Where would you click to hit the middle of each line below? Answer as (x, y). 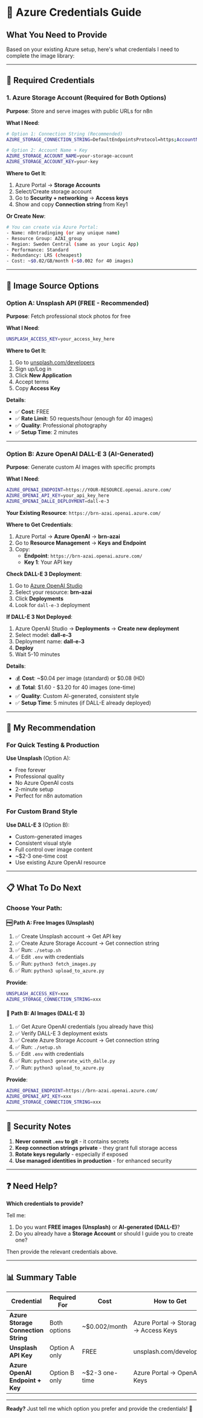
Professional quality (40, 776)
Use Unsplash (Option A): (38, 758)
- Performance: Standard (37, 250)
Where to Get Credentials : (40, 525)
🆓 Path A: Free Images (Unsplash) (50, 922)
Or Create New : (26, 216)
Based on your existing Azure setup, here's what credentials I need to (93, 49)
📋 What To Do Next (44, 888)
